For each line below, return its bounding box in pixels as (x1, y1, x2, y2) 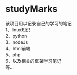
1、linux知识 (5, 26, 30, 33)
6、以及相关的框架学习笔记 (5, 58, 62, 64)
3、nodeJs (5, 39, 28, 45)
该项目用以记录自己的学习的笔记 (5, 20, 72, 26)
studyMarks (5, 3, 58, 15)
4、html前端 (5, 45, 31, 51)
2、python (5, 33, 27, 39)
